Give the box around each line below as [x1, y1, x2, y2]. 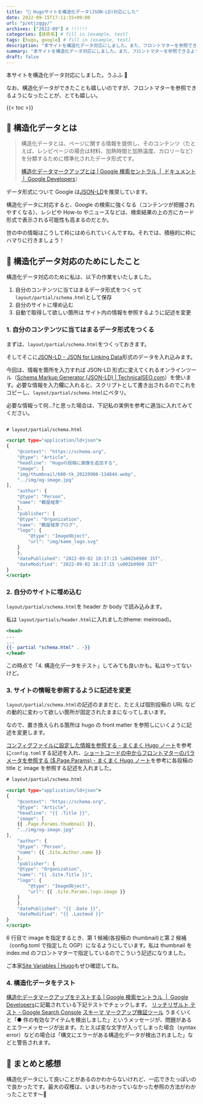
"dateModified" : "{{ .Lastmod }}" [17, 911, 104, 917]
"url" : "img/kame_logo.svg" [28, 539, 98, 545]
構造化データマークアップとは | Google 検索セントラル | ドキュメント [21, 168, 196, 175]
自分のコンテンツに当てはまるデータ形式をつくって [14, 286, 142, 293]
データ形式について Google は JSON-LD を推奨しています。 [6, 188, 151, 195]
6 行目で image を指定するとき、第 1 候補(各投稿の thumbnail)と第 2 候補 [6, 934, 187, 941]
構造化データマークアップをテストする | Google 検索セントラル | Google [6, 993, 188, 1001]
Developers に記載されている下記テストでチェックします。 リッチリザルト [6, 1001, 189, 1008]
